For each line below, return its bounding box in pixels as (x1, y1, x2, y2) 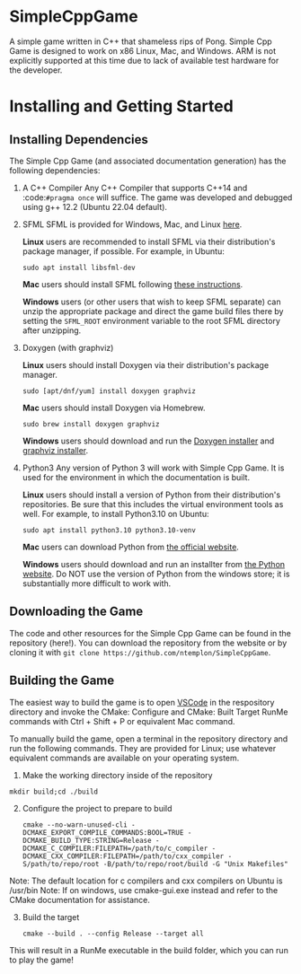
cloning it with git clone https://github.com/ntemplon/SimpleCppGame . (9, 646, 271, 657)
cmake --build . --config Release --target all (22, 929, 204, 938)
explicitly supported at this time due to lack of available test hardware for (9, 55, 279, 66)
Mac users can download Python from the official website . (22, 541, 240, 552)
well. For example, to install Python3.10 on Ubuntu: (22, 508, 209, 519)
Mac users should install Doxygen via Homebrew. (22, 402, 206, 413)
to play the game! (9, 954, 75, 965)
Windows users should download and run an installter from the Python (22, 558, 286, 569)
